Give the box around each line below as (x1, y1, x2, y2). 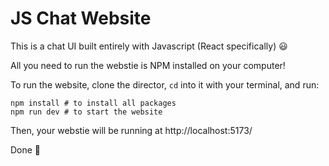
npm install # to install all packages (10, 98, 177, 108)
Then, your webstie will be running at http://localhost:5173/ (10, 124, 253, 136)
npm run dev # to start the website (10, 107, 163, 117)
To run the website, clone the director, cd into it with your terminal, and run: (10, 78, 320, 91)
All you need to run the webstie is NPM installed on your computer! (10, 59, 286, 71)
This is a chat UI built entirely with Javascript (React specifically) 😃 (10, 40, 288, 52)
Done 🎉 (10, 143, 42, 156)
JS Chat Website (10, 7, 152, 30)
